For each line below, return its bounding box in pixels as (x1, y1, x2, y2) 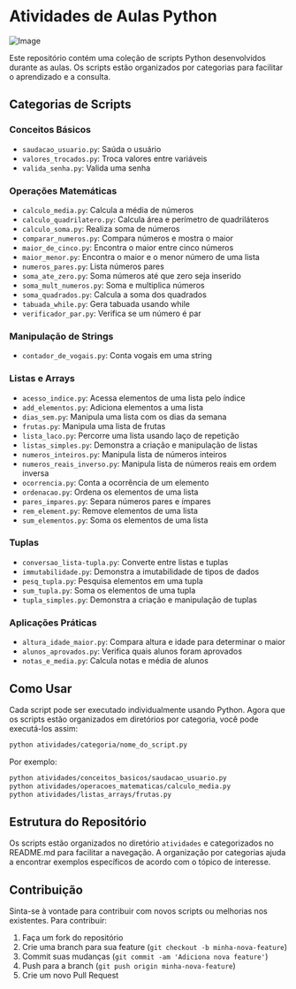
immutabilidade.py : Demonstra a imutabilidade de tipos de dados (21, 566, 260, 577)
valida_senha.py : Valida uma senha (21, 162, 151, 173)
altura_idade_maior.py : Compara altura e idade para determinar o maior (21, 637, 285, 648)
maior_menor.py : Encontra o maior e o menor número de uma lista (21, 251, 261, 262)
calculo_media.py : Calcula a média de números (21, 204, 194, 215)
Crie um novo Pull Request (21, 970, 119, 981)
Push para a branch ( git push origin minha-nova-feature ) (21, 961, 236, 971)
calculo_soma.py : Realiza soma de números (21, 223, 180, 234)
